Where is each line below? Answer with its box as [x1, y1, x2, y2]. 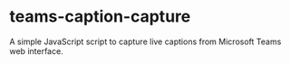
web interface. [9, 45, 63, 56]
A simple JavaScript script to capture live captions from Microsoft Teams [9, 36, 282, 47]
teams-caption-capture [9, 6, 191, 27]
